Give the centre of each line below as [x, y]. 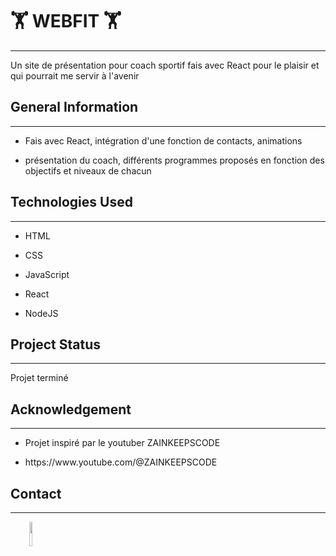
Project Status [56, 344]
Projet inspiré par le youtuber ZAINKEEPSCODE [122, 443]
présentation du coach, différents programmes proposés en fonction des [174, 160]
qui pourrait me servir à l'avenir [75, 75]
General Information [74, 107]
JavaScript [47, 274]
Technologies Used [71, 202]
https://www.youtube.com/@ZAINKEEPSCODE [121, 462]
